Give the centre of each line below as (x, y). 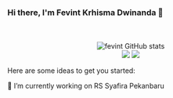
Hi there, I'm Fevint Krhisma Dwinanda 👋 (85, 13)
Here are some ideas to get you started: (72, 71)
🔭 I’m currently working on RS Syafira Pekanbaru (86, 86)
